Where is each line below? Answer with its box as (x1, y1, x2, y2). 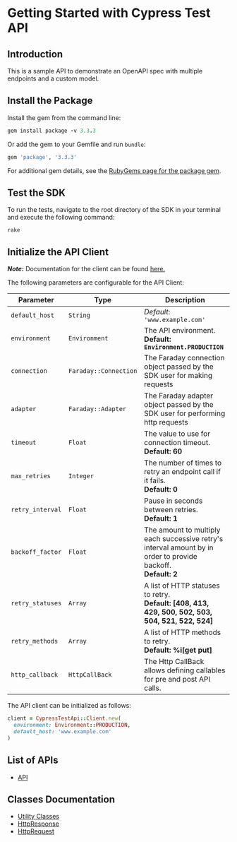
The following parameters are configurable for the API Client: (7, 278, 185, 287)
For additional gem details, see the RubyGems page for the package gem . (7, 166, 221, 174)
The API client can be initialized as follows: (7, 701, 132, 710)
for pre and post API (144, 675, 211, 684)
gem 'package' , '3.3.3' (7, 153, 78, 160)
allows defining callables (144, 665, 226, 675)
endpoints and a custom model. (7, 74, 99, 83)
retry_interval (11, 506, 62, 514)
